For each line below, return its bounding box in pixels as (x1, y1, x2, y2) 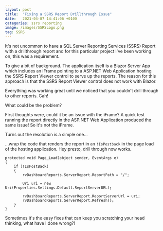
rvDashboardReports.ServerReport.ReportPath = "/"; (22, 173, 130, 178)
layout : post (5, 7, 32, 12)
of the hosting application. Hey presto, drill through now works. (5, 146, 132, 152)
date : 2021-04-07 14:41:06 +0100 (5, 16, 77, 21)
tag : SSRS (5, 30, 25, 35)
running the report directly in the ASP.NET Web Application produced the (5, 117, 152, 123)
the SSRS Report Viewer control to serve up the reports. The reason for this (5, 73, 156, 79)
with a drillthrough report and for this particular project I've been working (5, 48, 152, 54)
